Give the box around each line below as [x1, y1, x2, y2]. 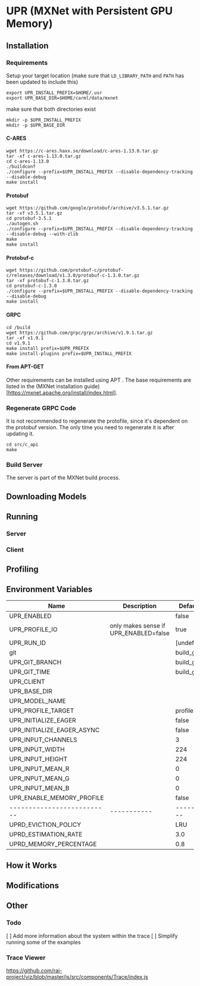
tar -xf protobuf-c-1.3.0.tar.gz [6, 278, 89, 284]
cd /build [6, 324, 31, 330]
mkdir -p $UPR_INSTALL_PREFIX [6, 117, 82, 123]
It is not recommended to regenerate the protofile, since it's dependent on [6, 417, 188, 424]
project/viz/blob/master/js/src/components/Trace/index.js [6, 973, 148, 981]
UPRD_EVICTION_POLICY [9, 821, 82, 829]
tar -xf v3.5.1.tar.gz [6, 210, 62, 216]
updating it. [6, 430, 35, 438]
